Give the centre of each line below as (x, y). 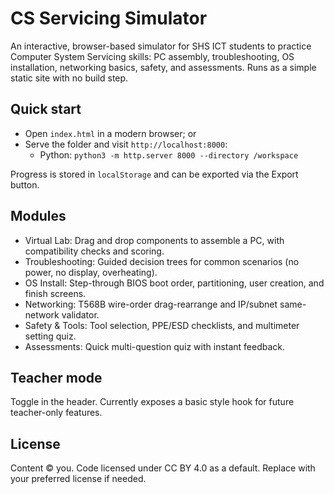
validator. (80, 314)
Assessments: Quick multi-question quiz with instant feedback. (155, 346)
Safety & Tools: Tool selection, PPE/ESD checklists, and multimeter (162, 325)
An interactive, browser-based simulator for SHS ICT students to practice (161, 46)
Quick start (46, 109)
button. (25, 184)
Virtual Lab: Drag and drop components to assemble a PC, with (154, 240)
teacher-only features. (56, 413)
